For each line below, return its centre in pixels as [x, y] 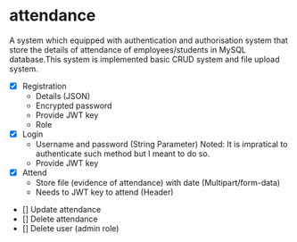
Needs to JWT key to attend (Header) [104, 192]
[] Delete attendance [60, 219]
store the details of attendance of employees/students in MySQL [128, 49]
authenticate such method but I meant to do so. [123, 154]
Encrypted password [74, 105]
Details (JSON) [63, 96]
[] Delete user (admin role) [70, 229]
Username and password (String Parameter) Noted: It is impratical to [161, 145]
